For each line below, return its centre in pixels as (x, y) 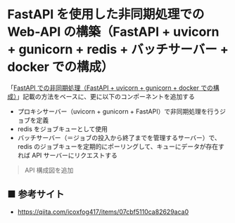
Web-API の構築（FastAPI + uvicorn (113, 32)
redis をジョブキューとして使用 (62, 129)
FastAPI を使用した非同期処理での (106, 14)
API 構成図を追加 (49, 170)
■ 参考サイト (36, 195)
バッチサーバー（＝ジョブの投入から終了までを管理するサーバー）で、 (119, 137)
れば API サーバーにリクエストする (67, 155)
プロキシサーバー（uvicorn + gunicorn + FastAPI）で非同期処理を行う (119, 111)
